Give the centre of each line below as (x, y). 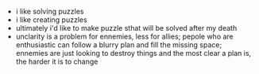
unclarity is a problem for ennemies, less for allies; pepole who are (125, 36)
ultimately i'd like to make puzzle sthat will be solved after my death (126, 28)
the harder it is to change (57, 61)
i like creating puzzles (51, 20)
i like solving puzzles (50, 11)
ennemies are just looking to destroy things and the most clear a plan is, (133, 53)
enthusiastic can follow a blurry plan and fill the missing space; (119, 45)
